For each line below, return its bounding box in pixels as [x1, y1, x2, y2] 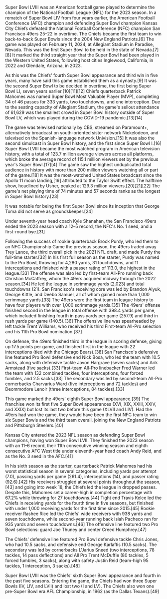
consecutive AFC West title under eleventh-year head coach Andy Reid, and [5, 448, 162, 454]
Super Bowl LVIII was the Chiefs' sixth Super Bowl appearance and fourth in [5, 573, 161, 579]
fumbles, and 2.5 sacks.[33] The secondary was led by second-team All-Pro [5, 376, 163, 381]
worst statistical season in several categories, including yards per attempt [5, 468, 157, 474]
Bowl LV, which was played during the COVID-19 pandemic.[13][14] [5, 115, 143, 120]
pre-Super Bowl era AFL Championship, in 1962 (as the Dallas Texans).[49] [5, 589, 160, 594]
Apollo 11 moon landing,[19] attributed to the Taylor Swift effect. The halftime [5, 177, 162, 183]
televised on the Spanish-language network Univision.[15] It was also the [5, 135, 155, 141]
